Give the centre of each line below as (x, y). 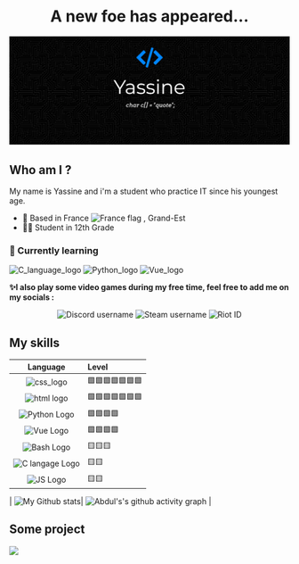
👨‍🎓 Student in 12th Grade (68, 228)
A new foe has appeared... (149, 17)
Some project (47, 530)
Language (47, 367)
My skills (35, 342)
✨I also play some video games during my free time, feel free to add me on (149, 287)
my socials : (32, 297)
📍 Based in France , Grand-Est (104, 218)
